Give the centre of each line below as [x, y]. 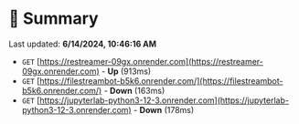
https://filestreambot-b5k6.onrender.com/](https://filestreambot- [161, 80]
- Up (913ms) [126, 71]
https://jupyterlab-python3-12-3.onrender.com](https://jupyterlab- [165, 100]
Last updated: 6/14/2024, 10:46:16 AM [83, 44]
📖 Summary [53, 19]
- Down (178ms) [164, 109]
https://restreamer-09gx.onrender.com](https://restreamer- [152, 61]
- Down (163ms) [134, 90]
